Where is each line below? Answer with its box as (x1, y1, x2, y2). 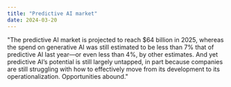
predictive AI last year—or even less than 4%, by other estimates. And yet (7, 50, 219, 59)
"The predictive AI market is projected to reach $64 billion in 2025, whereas (7, 35, 224, 43)
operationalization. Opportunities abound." (7, 72, 128, 80)
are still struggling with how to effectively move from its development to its (7, 65, 221, 73)
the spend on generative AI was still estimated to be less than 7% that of (7, 43, 214, 51)
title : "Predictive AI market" (7, 10, 98, 17)
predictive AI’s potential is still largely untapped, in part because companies (7, 57, 223, 66)
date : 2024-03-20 (7, 17, 58, 23)
